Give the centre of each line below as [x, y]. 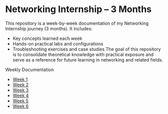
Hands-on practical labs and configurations [58, 43]
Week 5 [20, 101]
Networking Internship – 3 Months [78, 9]
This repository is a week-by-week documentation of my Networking [77, 23]
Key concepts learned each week [47, 38]
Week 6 [20, 106]
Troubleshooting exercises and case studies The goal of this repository [87, 49]
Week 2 [20, 85]
